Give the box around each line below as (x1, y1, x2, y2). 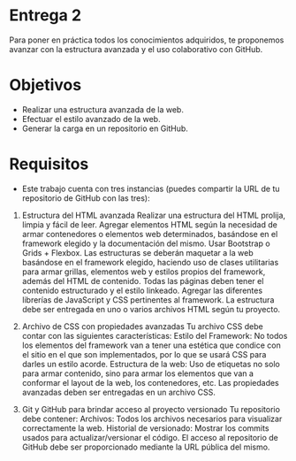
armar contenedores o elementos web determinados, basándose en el (21, 228, 278, 239)
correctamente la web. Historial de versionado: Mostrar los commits (21, 422, 269, 434)
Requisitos (9, 154, 89, 174)
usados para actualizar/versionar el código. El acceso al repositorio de (21, 432, 278, 442)
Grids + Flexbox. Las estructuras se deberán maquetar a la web (21, 247, 254, 257)
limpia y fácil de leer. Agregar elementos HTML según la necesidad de (21, 219, 278, 230)
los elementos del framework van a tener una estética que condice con (21, 340, 281, 350)
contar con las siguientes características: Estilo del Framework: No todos (21, 330, 288, 341)
